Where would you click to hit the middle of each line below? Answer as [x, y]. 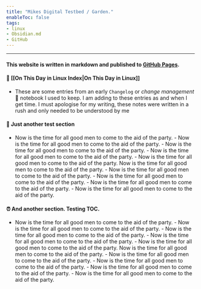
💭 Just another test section [40, 124]
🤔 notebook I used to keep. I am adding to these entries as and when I [101, 98]
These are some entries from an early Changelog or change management [104, 91]
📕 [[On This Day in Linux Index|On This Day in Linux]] [73, 78]
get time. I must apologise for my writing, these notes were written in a [102, 104]
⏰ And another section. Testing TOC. [53, 209]
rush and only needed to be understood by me [72, 110]
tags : [13, 23]
